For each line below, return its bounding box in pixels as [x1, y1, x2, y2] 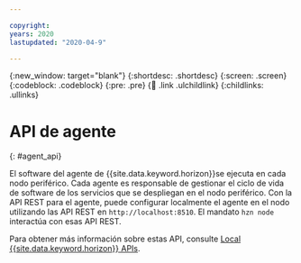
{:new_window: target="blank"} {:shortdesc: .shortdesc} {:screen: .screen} [9, 70, 287, 81]
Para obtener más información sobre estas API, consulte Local [9, 233, 242, 244]
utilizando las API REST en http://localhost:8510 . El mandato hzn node [9, 206, 275, 217]
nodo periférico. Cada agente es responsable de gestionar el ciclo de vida [9, 177, 285, 189]
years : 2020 [9, 29, 54, 39]
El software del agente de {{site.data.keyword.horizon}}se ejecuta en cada [9, 168, 287, 179]
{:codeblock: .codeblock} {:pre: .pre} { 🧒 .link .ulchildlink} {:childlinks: [9, 80, 264, 91]
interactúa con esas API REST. [9, 216, 122, 227]
